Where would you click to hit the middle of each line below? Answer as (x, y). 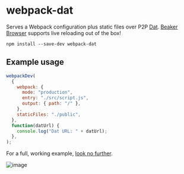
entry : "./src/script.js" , (55, 98)
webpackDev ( (21, 76)
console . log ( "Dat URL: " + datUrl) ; (62, 131)
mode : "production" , (47, 93)
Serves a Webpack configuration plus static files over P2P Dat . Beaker (92, 27)
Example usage (35, 62)
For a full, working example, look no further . (59, 154)
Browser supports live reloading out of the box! (64, 33)
